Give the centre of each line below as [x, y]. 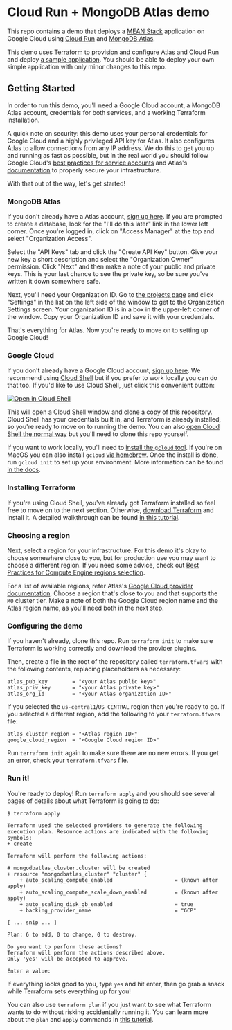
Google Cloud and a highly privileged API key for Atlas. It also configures [111, 141]
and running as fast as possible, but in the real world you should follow [108, 155]
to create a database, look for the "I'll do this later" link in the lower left [108, 224]
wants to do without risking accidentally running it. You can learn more [108, 1012]
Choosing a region [39, 535]
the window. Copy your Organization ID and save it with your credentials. [111, 317]
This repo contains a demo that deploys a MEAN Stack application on [106, 31]
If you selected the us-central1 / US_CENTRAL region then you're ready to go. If [116, 707]
